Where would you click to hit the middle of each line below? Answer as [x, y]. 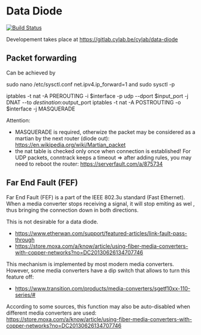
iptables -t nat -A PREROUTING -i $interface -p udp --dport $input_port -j [97, 96]
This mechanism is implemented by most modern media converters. [90, 264]
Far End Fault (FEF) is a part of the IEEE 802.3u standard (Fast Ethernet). [96, 197]
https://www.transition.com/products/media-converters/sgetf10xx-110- [103, 288]
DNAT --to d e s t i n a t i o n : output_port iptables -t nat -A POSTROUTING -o [94, 102]
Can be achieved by [31, 73]
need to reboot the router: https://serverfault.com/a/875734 [89, 164]
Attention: [18, 120]
